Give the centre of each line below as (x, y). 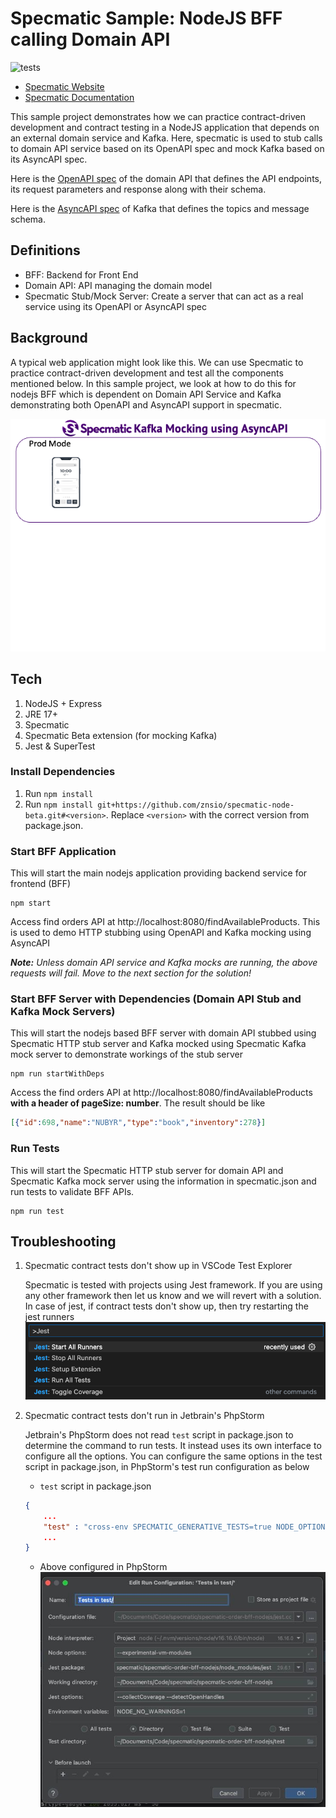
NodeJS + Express (63, 703)
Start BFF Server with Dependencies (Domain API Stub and (156, 999)
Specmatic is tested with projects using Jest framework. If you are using (173, 1285)
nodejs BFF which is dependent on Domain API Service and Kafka (146, 394)
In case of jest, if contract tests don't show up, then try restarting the (166, 1306)
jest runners (49, 1317)
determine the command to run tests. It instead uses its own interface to (173, 1445)
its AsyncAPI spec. (49, 159)
